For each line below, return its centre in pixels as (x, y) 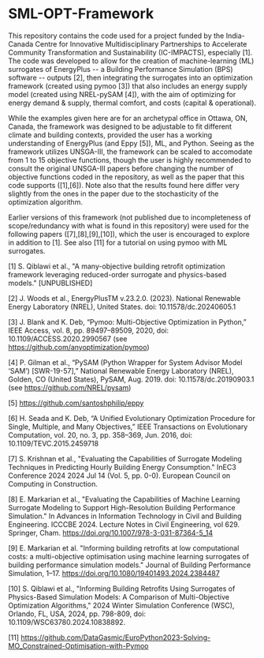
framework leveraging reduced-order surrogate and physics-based (117, 274)
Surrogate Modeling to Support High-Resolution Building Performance (122, 507)
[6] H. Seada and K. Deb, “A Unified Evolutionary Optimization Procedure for (132, 418)
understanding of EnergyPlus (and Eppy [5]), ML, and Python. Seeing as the (131, 143)
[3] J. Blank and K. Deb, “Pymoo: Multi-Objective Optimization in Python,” (127, 321)
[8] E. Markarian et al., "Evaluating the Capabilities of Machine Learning (124, 499)
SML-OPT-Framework (81, 14)
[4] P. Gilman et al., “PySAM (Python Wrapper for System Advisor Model (125, 362)
